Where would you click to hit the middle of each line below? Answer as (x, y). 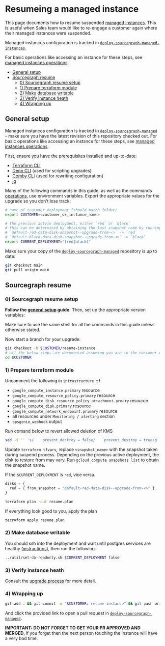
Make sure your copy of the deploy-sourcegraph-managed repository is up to (81, 251)
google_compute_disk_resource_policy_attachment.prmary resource (80, 401)
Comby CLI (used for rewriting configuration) (58, 176)
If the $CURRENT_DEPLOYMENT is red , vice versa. (50, 475)
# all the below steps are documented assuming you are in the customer (81, 353)
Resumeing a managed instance (72, 9)
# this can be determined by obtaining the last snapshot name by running (83, 228)
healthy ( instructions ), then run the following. (51, 548)
